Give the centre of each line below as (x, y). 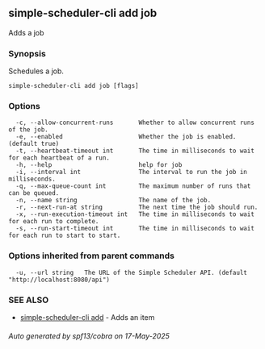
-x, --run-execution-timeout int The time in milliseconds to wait (135, 214)
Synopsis (27, 53)
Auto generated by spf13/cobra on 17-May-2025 (89, 336)
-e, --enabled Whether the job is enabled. (126, 137)
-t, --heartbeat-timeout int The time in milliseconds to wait (135, 151)
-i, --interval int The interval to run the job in (132, 172)
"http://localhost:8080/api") (59, 280)
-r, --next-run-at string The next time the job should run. (137, 208)
